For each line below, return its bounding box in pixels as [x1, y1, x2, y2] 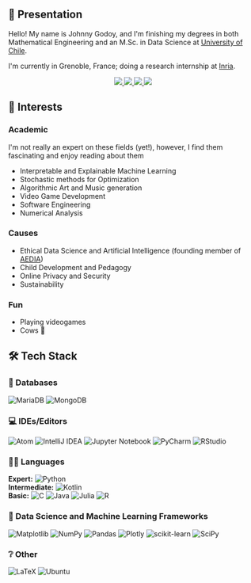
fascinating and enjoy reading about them [8, 151, 144, 160]
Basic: [8, 491, 29, 501]
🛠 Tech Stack [8, 349, 78, 363]
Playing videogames [19, 318, 86, 327]
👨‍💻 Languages [8, 456, 65, 467]
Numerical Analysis [19, 208, 83, 218]
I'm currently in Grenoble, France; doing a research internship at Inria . [8, 61, 236, 70]
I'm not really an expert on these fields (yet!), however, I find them [8, 142, 223, 151]
